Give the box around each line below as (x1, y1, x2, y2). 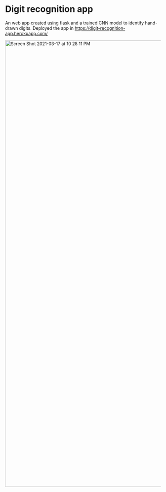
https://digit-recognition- (75, 25, 125, 31)
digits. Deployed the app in (19, 25, 74, 31)
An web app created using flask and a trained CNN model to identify (5, 20, 144, 26)
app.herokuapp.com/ (5, 30, 48, 36)
